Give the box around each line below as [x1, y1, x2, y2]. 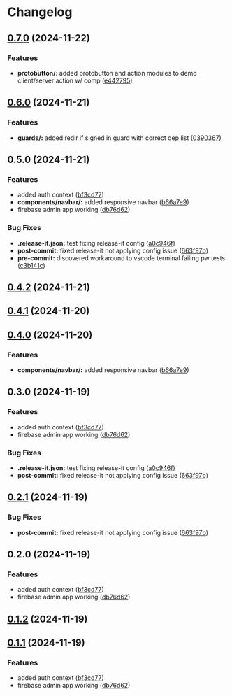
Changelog [7, 4, 73, 20]
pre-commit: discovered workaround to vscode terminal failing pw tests [17, 253, 226, 262]
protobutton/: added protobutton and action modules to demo [17, 69, 197, 77]
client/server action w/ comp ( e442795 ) [17, 76, 133, 85]
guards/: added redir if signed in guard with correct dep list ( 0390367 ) [17, 134, 222, 142]
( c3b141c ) [17, 261, 45, 269]
